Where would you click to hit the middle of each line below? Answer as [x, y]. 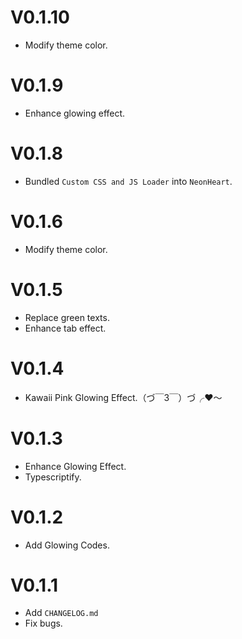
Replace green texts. [67, 317]
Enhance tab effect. [65, 328]
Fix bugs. [43, 623]
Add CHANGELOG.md [61, 613]
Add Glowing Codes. [67, 545]
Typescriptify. [53, 477]
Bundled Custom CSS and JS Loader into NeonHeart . [128, 181]
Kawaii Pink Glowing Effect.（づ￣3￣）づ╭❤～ [123, 397]
